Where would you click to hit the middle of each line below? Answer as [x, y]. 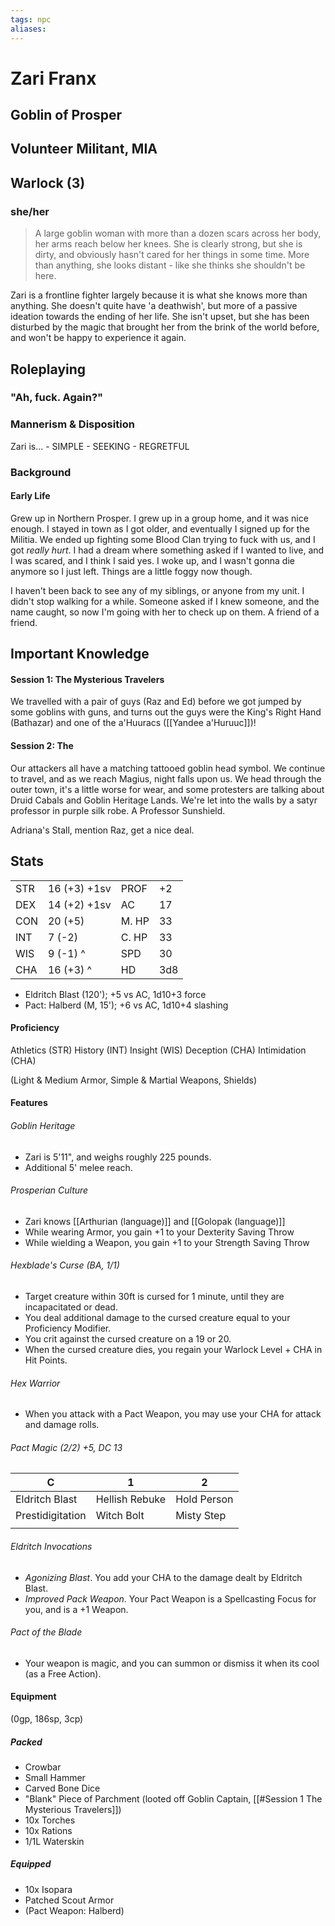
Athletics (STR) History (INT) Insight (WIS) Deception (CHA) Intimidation [158, 1050]
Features [29, 1103]
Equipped [31, 1864]
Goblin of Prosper [66, 115]
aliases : [28, 29]
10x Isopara [48, 1889]
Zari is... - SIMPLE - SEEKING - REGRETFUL [100, 446]
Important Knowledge [80, 654]
